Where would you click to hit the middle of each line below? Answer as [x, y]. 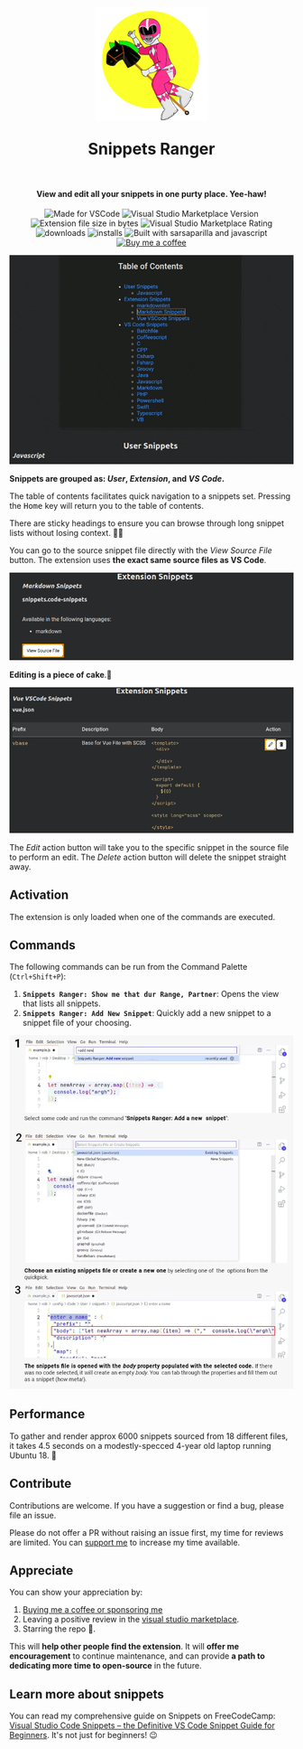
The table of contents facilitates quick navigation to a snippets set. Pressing [150, 496]
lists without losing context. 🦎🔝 [66, 533]
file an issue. [33, 1515]
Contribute [41, 1484]
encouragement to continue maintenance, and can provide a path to [138, 1656]
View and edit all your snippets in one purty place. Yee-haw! [151, 193]
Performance [47, 1414]
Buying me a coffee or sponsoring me [92, 1610]
